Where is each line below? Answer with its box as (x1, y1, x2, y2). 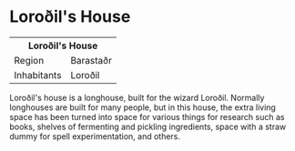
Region (14, 54, 45, 66)
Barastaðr (70, 54, 112, 66)
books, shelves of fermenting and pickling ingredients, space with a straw (9, 121, 287, 132)
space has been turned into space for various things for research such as (9, 111, 285, 122)
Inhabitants (14, 68, 62, 81)
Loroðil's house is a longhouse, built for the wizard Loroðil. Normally (9, 92, 265, 103)
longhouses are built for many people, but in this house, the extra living (9, 102, 276, 113)
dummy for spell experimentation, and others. (9, 130, 180, 142)
